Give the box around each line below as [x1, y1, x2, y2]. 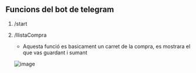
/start [13, 20, 28, 27]
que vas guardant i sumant [22, 49, 87, 56]
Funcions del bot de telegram [5, 5, 114, 15]
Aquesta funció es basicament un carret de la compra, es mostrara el [22, 43, 191, 50]
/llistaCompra [13, 32, 47, 39]
